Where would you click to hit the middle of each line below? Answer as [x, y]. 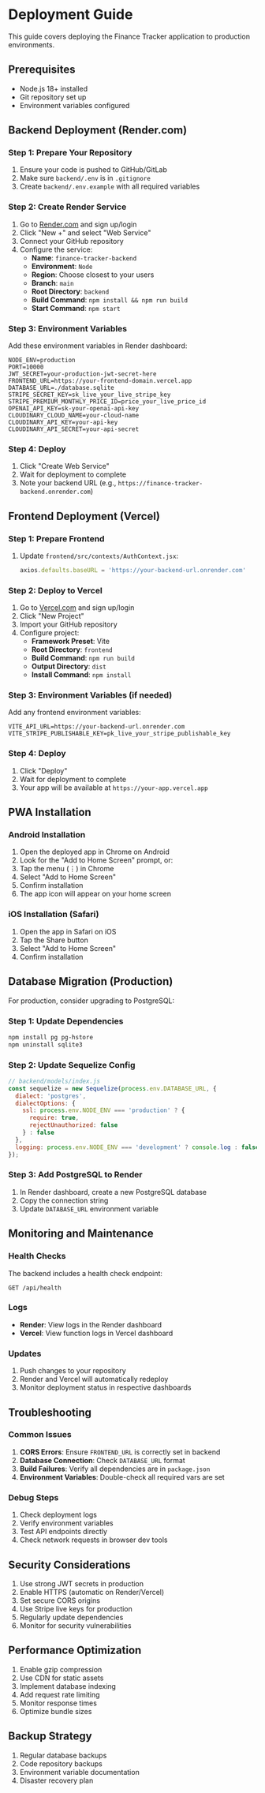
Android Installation [47, 835]
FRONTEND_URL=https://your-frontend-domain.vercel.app [100, 381]
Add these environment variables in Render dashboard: [98, 346]
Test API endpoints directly [63, 1532]
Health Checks [37, 1256]
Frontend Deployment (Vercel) [84, 516]
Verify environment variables [66, 1523]
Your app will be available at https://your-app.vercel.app [114, 788]
